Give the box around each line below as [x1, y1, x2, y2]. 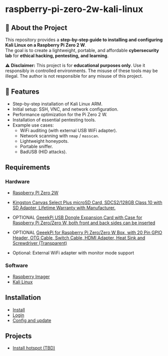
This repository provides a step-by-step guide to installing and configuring [5, 37, 163, 43]
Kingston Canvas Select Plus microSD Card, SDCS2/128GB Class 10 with [12, 199, 162, 205]
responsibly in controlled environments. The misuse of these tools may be [5, 68, 158, 74]
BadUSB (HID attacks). [20, 149, 67, 155]
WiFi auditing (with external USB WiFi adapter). [20, 127, 117, 133]
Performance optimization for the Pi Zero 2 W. [12, 111, 108, 117]
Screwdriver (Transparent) [12, 240, 68, 246]
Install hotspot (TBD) [12, 345, 55, 351]
